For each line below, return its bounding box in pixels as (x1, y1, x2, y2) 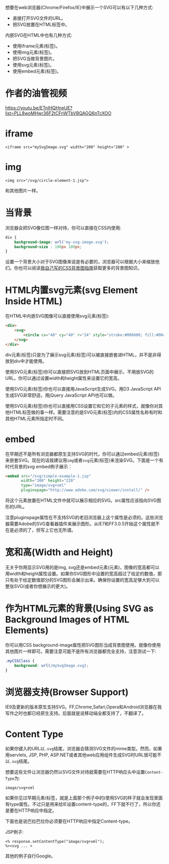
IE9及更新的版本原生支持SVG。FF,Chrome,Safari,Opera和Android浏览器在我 (5, 704, 162, 710)
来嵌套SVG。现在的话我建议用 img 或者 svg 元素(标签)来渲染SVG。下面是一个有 (5, 457, 163, 463)
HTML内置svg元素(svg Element (5, 284, 138, 296)
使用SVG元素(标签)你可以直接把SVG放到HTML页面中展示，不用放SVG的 (5, 368, 154, 375)
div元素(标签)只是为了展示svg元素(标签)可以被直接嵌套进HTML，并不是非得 (5, 352, 161, 358)
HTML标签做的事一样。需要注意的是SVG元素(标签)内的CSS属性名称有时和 (9, 409, 162, 415)
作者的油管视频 (5, 88, 67, 100)
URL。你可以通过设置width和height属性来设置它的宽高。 (5, 375, 122, 381)
